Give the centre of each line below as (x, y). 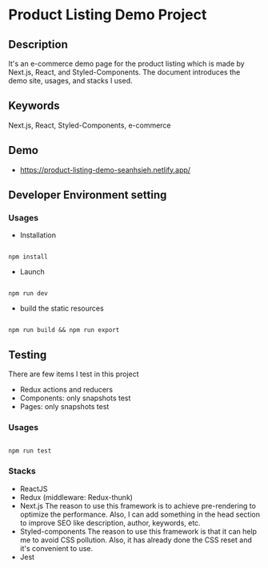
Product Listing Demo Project (108, 15)
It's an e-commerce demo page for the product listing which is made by (127, 63)
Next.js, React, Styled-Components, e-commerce (90, 125)
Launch (32, 272)
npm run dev (28, 294)
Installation (38, 235)
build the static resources (62, 308)
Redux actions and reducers (66, 390)
